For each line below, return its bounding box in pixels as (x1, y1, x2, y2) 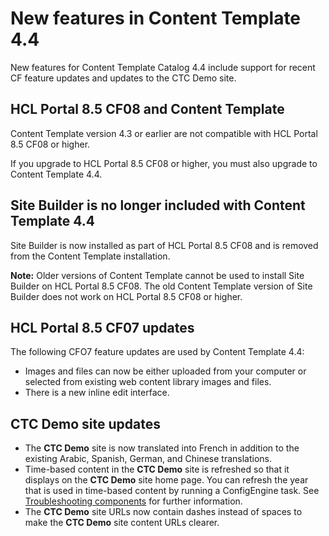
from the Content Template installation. (10, 250, 171, 262)
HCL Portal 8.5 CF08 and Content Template (10, 101, 285, 118)
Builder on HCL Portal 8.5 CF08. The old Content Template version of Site (10, 280, 313, 292)
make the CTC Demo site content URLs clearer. (24, 517, 220, 529)
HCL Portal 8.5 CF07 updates (10, 319, 195, 336)
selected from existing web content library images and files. (24, 376, 272, 388)
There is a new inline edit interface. (24, 387, 170, 399)
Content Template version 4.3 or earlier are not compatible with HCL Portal (10, 127, 318, 139)
